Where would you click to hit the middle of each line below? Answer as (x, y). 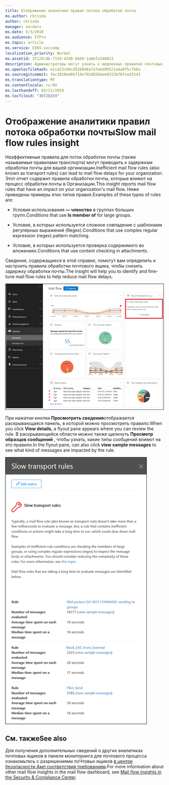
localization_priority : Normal (38, 53)
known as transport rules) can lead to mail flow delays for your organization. (84, 173)
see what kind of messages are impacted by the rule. (60, 450)
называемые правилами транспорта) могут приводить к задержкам (79, 162)
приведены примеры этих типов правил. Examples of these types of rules (83, 194)
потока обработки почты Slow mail (81, 132)
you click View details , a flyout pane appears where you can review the (79, 429)
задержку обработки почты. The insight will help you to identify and (76, 271)
